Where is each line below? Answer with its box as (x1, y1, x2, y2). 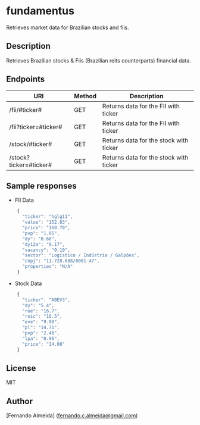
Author (6, 396, 33, 406)
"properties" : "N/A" (21, 264, 73, 270)
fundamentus (6, 4, 74, 18)
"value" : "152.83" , (21, 219, 70, 226)
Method (74, 92, 97, 100)
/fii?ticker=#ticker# (9, 123, 62, 131)
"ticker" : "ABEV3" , (21, 296, 70, 303)
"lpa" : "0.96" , (21, 335, 60, 342)
